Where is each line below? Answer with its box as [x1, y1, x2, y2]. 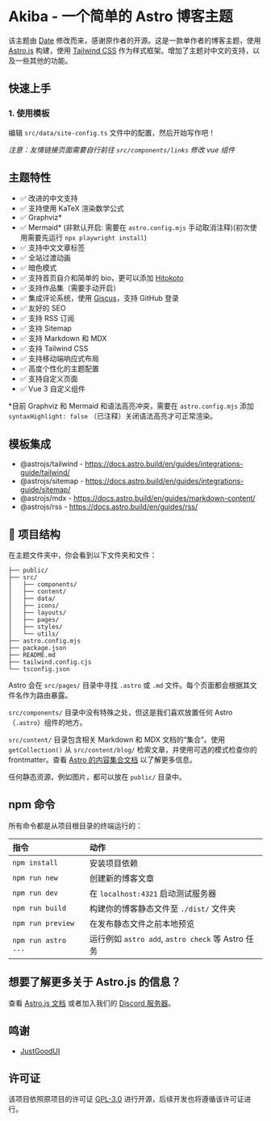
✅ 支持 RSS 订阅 [19, 314, 75, 323]
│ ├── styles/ [8, 623, 63, 631]
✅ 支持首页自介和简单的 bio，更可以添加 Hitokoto [19, 273, 184, 283]
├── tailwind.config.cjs [8, 658, 92, 666]
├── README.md [8, 651, 56, 660]
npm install [12, 858, 59, 867]
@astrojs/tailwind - [19, 459, 83, 469]
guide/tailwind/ [19, 468, 70, 477]
